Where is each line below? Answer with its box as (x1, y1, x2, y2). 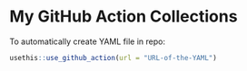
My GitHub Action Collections (9, 6, 238, 27)
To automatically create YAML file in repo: (9, 36, 166, 47)
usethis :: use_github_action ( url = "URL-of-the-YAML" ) (9, 53, 218, 62)
